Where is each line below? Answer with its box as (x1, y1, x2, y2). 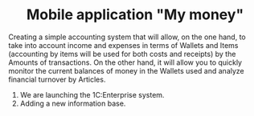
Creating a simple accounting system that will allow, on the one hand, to (8, 32, 247, 42)
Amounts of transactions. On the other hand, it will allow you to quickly (8, 58, 243, 67)
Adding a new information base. (19, 98, 126, 108)
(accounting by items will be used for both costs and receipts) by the (8, 49, 236, 58)
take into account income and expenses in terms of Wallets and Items (8, 40, 239, 50)
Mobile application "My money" (26, 6, 244, 24)
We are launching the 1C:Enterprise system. (19, 90, 165, 99)
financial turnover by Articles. (8, 74, 106, 84)
